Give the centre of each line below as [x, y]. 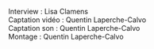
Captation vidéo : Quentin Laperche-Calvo [77, 20]
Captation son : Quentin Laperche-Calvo [74, 28]
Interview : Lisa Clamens [48, 11]
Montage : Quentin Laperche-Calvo [66, 36]
